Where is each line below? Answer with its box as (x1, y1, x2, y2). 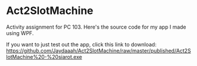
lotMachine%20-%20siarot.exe (6, 53, 83, 60)
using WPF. (6, 29, 34, 36)
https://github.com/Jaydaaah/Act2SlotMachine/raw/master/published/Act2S (6, 47, 191, 54)
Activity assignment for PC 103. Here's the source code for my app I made (6, 23, 187, 30)
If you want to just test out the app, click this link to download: (6, 41, 157, 48)
